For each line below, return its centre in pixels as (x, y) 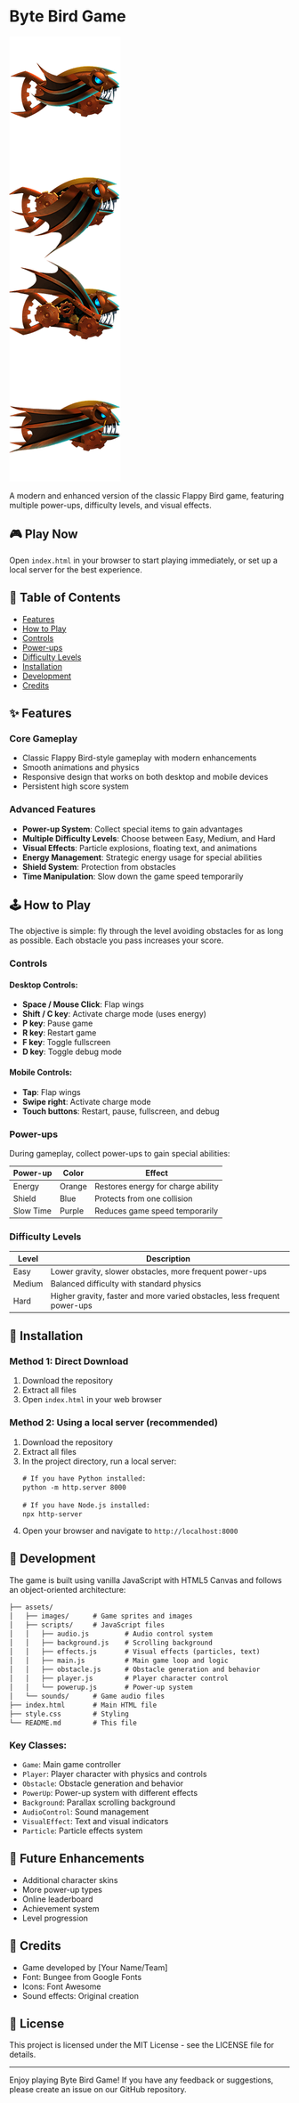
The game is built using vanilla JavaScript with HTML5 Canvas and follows (145, 1580)
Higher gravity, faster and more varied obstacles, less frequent (165, 1296)
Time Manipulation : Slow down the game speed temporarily (133, 876)
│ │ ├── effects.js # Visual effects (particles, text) (135, 1652)
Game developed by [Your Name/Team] (95, 1967)
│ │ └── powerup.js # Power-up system (101, 1687)
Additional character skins (70, 1880)
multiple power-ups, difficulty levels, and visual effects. (110, 505)
